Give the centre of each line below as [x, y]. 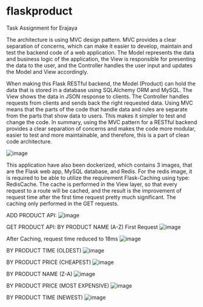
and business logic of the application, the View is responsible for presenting [101, 59]
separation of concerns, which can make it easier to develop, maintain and [99, 46]
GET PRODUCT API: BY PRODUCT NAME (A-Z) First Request [82, 227]
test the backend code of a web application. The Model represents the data [100, 52]
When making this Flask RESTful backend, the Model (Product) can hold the [101, 84]
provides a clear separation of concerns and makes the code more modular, [101, 128]
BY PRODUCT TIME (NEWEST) [45, 297]
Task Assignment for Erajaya [42, 28]
